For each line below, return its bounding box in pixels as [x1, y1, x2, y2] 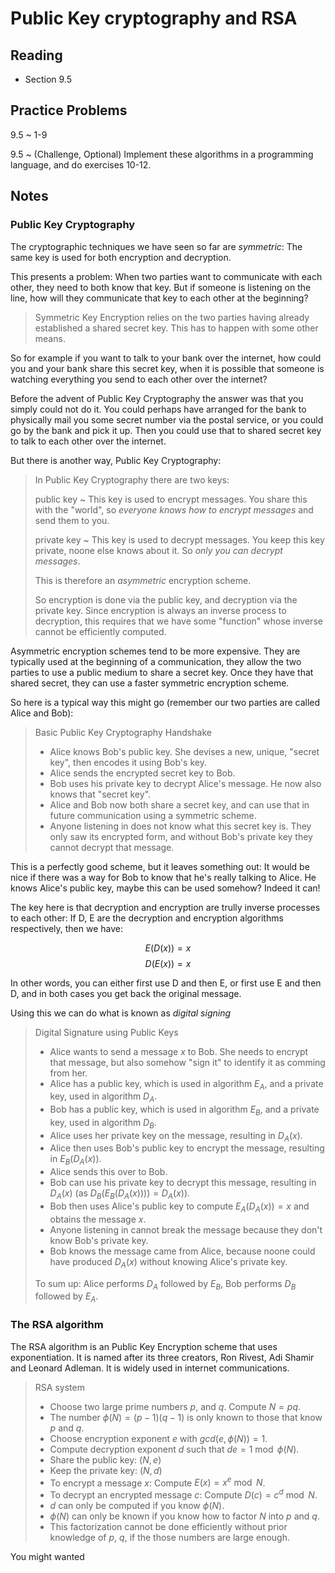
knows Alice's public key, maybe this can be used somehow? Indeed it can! [10, 882, 321, 894]
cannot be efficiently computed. [34, 625, 167, 637]
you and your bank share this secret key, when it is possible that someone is [10, 362, 325, 374]
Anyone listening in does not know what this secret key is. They [49, 820, 312, 832]
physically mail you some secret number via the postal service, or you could [10, 413, 324, 426]
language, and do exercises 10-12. [10, 158, 152, 171]
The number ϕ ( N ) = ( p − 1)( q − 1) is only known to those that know [49, 1411, 323, 1423]
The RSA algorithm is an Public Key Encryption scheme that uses [10, 1340, 278, 1352]
